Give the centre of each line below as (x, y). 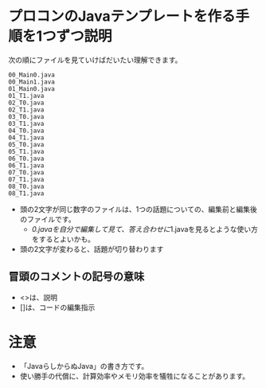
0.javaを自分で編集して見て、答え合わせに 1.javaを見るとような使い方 (145, 229)
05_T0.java (26, 144)
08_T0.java (26, 186)
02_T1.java (26, 110)
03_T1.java (26, 123)
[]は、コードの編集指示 (57, 307)
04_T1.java (26, 137)
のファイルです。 (47, 219)
